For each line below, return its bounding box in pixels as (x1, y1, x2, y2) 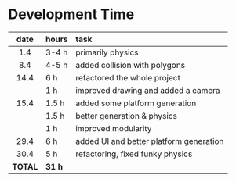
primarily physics (75, 47, 139, 58)
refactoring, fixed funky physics (75, 148, 193, 159)
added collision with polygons (75, 59, 186, 70)
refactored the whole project (75, 72, 180, 83)
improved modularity (75, 123, 152, 134)
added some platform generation (75, 98, 197, 109)
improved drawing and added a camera (75, 84, 221, 95)
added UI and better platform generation (75, 135, 224, 146)
